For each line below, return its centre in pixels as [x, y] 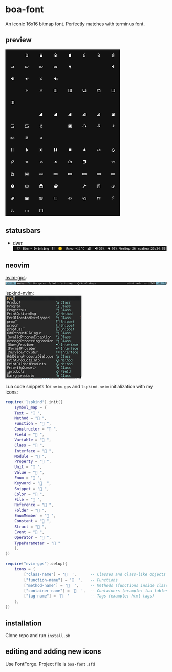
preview [18, 40]
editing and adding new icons [53, 652]
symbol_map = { [31, 407]
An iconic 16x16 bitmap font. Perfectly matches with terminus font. [75, 24]
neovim [17, 265]
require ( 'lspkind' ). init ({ [34, 402]
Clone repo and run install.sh [38, 635]
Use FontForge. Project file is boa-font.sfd [50, 664]
